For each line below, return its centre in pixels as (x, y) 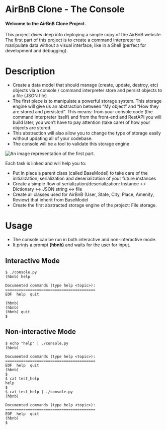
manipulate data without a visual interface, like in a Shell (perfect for (76, 45)
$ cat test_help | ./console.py (39, 392)
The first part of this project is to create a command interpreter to (73, 40)
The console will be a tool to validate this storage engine (71, 144)
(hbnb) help (18, 277)
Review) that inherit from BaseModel (50, 200)
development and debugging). (36, 51)
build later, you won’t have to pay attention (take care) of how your (81, 122)
